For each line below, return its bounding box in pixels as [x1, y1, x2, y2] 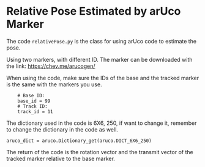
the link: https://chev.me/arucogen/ [6, 62, 95, 70]
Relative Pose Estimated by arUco [6, 4, 181, 18]
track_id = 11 [17, 108, 53, 114]
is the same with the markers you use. [6, 81, 102, 88]
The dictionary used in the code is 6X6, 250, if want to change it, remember [6, 119, 197, 127]
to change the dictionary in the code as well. [6, 125, 118, 133]
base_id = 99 [17, 98, 51, 104]
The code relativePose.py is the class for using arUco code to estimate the [6, 37, 197, 45]
